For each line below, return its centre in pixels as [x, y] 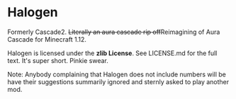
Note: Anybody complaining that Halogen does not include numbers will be [117, 74]
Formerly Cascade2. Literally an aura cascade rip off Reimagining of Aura [114, 32]
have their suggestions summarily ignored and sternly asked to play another [118, 81]
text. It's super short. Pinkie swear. [58, 60]
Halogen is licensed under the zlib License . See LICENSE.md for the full [112, 53]
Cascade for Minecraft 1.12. [47, 39]
